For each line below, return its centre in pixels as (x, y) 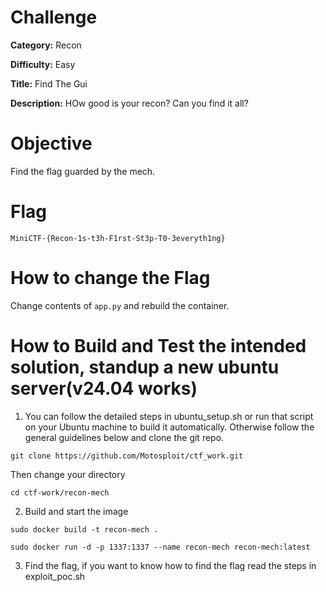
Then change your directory (68, 474)
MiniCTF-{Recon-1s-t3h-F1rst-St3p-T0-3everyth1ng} (118, 238)
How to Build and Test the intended (158, 345)
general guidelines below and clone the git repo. (124, 437)
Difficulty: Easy (43, 64)
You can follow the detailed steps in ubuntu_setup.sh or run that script (169, 416)
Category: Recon (46, 45)
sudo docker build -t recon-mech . (84, 529)
